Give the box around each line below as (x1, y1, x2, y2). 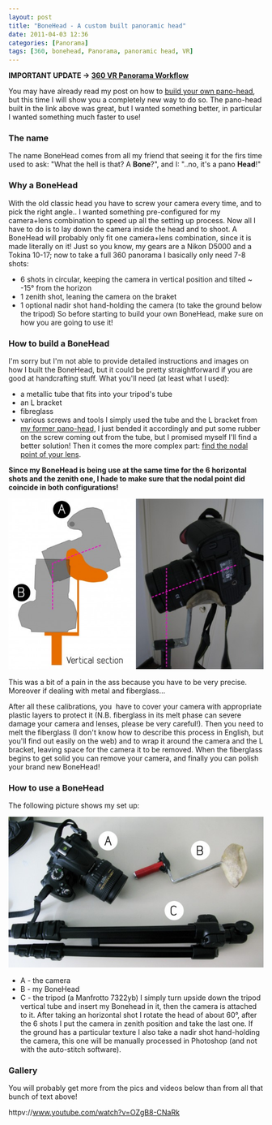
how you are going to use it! (19, 317, 113, 327)
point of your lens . (19, 450, 82, 459)
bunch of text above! (8, 1092, 78, 1101)
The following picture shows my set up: (8, 800, 140, 811)
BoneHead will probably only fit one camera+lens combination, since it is (8, 232, 252, 243)
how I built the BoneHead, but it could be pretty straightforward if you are (8, 365, 253, 375)
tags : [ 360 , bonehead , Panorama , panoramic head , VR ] (8, 47, 194, 56)
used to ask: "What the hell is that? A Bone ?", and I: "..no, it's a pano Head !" (8, 159, 261, 170)
